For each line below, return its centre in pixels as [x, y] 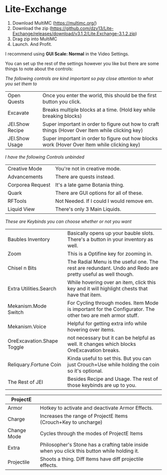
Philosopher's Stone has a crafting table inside [94, 445]
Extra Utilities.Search [32, 289]
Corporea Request [29, 184]
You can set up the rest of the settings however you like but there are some [82, 63]
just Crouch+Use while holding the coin [113, 364]
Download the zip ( [32, 28]
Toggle [16, 347]
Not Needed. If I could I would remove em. [104, 201]
